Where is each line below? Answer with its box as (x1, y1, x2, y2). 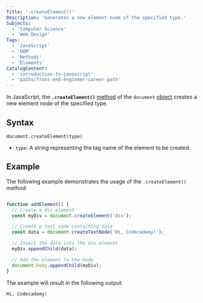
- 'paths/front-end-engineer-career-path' (12, 77, 121, 83)
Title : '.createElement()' (6, 9, 75, 15)
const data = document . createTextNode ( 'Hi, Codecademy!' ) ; (12, 229, 165, 236)
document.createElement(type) (6, 133, 83, 140)
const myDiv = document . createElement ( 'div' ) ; (12, 213, 132, 219)
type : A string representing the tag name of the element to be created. (15, 144, 191, 151)
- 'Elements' (12, 60, 45, 66)
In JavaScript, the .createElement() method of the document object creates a (6, 94, 198, 101)
